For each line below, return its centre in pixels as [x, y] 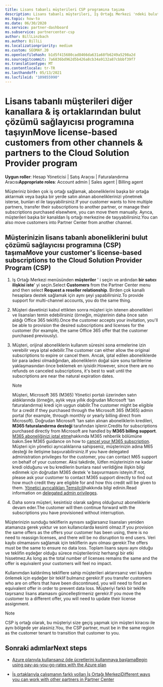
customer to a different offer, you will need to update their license [70, 599]
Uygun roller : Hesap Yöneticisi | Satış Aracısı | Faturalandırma [67, 177]
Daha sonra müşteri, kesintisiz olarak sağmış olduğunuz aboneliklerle [81, 502]
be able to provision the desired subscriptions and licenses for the [78, 325]
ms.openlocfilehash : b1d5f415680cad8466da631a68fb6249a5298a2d [70, 55]
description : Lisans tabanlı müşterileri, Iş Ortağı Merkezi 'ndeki [76, 14]
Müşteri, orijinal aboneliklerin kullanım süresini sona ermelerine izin [79, 345]
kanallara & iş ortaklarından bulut [73, 112]
